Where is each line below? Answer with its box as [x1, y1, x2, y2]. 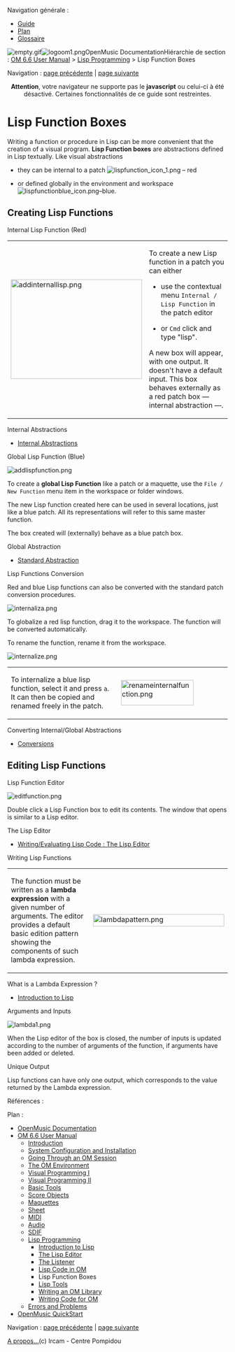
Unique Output [7, 1062, 50, 1070]
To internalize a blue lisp [10, 675, 91, 684]
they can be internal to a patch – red [17, 166, 197, 174]
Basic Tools [27, 1183, 62, 1191]
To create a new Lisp [149, 248, 218, 258]
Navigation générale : [7, 6, 69, 14]
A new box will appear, [149, 347, 224, 357]
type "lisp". [160, 332, 198, 342]
